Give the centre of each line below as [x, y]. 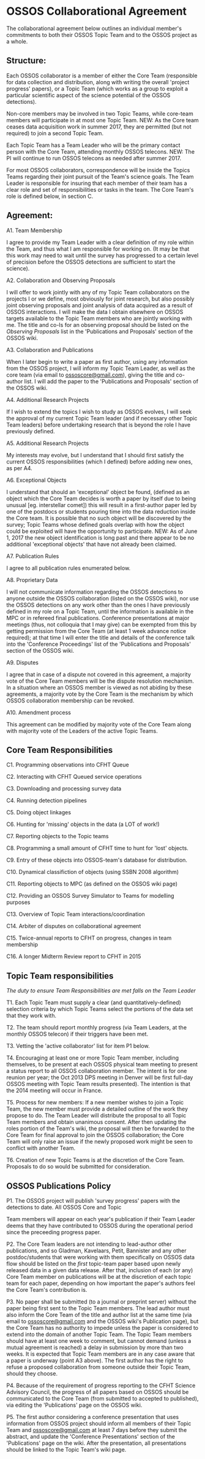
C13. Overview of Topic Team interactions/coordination [76, 914]
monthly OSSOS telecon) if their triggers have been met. [77, 1034]
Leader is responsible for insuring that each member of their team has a [97, 183]
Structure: [26, 61]
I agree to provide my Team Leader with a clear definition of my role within [100, 242]
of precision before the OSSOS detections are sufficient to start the [91, 262]
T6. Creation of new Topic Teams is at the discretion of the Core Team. [95, 1160]
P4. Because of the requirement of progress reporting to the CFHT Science [101, 1385]
